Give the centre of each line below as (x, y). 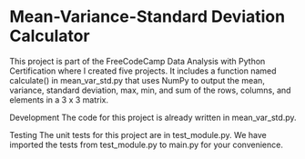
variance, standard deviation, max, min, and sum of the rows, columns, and (150, 90)
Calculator (50, 36)
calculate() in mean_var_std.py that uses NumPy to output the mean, (137, 80)
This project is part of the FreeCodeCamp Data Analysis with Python (137, 61)
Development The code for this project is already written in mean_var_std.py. (153, 117)
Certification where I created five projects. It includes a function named (143, 71)
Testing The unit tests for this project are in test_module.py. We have (138, 134)
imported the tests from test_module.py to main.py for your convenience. (147, 144)
